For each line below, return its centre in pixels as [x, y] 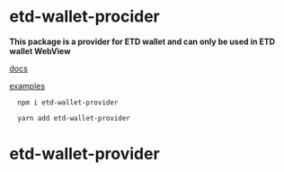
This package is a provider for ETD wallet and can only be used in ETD [142, 41]
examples [27, 86]
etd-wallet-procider [84, 17]
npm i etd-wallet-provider [68, 102]
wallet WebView [40, 50]
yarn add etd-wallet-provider [74, 118]
